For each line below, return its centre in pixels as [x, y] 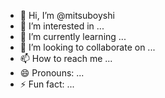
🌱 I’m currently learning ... [73, 36]
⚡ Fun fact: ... [47, 84]
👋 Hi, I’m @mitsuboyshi [67, 15]
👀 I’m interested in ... [62, 26]
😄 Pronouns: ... [52, 73]
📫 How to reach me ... [66, 58]
